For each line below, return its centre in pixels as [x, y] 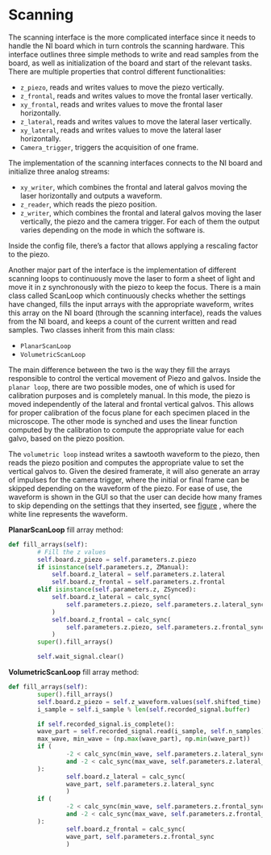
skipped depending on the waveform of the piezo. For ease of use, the [125, 488]
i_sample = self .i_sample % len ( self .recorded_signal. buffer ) [144, 709]
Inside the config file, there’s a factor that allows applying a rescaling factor [133, 245]
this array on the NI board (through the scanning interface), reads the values [135, 312]
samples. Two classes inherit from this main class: [92, 329]
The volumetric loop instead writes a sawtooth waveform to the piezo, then [134, 454]
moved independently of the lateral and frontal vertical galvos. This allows [131, 404]
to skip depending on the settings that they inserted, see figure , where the [132, 505]
